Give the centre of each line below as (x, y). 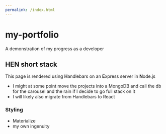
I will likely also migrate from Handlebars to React (64, 97)
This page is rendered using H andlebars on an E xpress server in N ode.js (80, 76)
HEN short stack (31, 64)
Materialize (24, 120)
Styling (14, 110)
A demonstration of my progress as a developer (55, 49)
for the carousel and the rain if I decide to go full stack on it (74, 91)
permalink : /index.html (30, 10)
